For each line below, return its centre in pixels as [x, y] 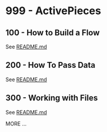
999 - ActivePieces [53, 11]
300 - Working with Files [52, 98]
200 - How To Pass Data [51, 65]
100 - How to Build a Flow [53, 33]
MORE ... [16, 123]
